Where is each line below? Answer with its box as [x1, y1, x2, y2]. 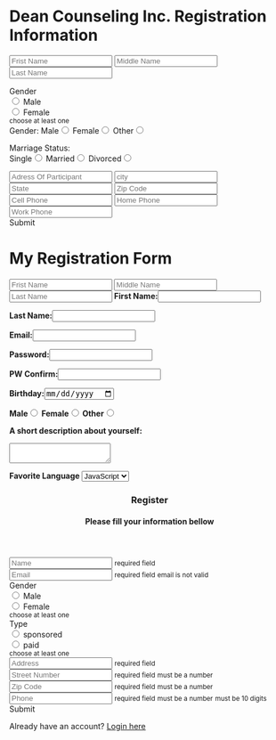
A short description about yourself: [9, 426, 142, 436]
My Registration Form [9, 248, 173, 269]
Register [130, 493, 169, 506]
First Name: [114, 290, 158, 301]
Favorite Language [9, 470, 80, 482]
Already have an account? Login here [9, 720, 147, 731]
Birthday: [9, 387, 45, 398]
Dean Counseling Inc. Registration [9, 6, 267, 27]
